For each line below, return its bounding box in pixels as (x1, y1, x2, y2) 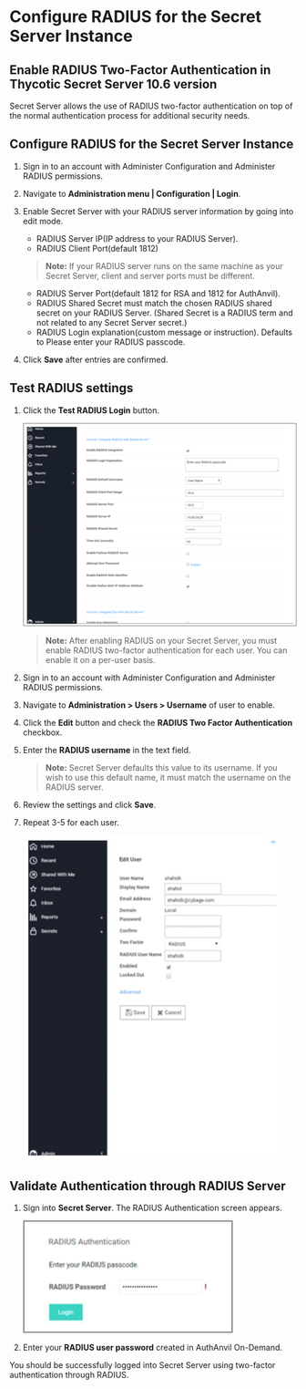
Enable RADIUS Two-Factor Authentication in (9, 62, 271, 78)
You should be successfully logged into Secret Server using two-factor (9, 1360, 276, 1371)
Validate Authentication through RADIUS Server (9, 1178, 287, 1194)
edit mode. (22, 215, 64, 226)
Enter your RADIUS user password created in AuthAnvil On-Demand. (22, 1342, 283, 1353)
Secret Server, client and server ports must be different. (45, 270, 255, 281)
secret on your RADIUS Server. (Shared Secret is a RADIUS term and (36, 307, 293, 318)
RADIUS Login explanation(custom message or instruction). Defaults (36, 327, 293, 337)
